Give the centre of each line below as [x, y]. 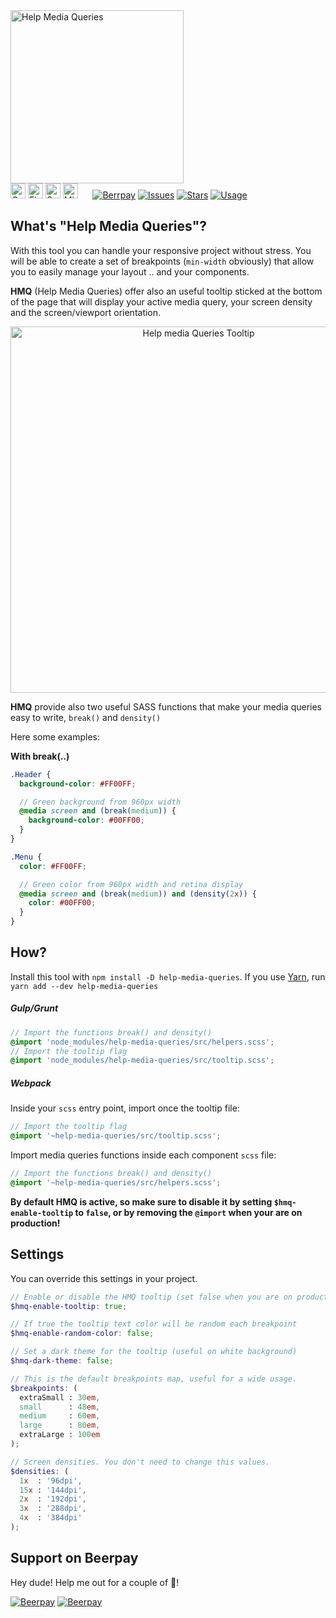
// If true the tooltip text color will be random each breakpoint [154, 1324]
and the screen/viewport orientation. [86, 312]
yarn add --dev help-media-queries [84, 986]
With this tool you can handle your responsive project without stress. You [161, 250]
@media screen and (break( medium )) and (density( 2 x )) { [138, 894]
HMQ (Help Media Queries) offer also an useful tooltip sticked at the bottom [166, 291]
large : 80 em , [60, 1425]
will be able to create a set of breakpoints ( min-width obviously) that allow [162, 261]
